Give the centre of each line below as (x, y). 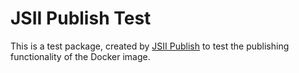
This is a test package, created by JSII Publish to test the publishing (150, 46)
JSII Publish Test (81, 18)
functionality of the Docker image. (80, 56)
